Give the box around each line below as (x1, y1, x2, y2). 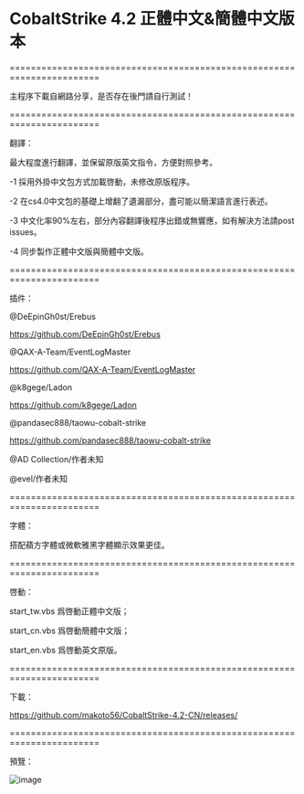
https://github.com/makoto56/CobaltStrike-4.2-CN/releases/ (9, 709, 238, 720)
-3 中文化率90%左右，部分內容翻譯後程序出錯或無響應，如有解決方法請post (9, 215, 295, 226)
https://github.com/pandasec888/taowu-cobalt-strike (9, 435, 212, 446)
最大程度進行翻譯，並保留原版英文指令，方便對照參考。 (9, 156, 217, 167)
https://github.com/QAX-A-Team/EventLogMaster (9, 364, 196, 375)
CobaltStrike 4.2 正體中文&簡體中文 (9, 8, 279, 29)
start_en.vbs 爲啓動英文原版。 (9, 644, 122, 655)
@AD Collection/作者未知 (9, 453, 104, 464)
